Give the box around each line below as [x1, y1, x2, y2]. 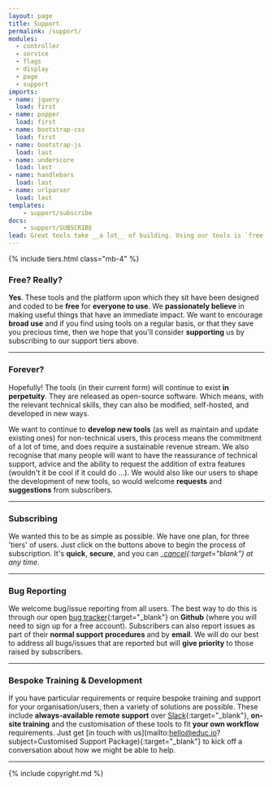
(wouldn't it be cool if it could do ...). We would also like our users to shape [8, 468, 258, 477]
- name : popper [8, 111, 60, 119]
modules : [8, 34, 38, 43]
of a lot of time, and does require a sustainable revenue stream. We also [8, 441, 249, 451]
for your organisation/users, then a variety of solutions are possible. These [8, 702, 258, 712]
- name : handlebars [8, 171, 75, 179]
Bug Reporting [8, 585, 67, 596]
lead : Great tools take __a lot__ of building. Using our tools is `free [8, 231, 264, 240]
